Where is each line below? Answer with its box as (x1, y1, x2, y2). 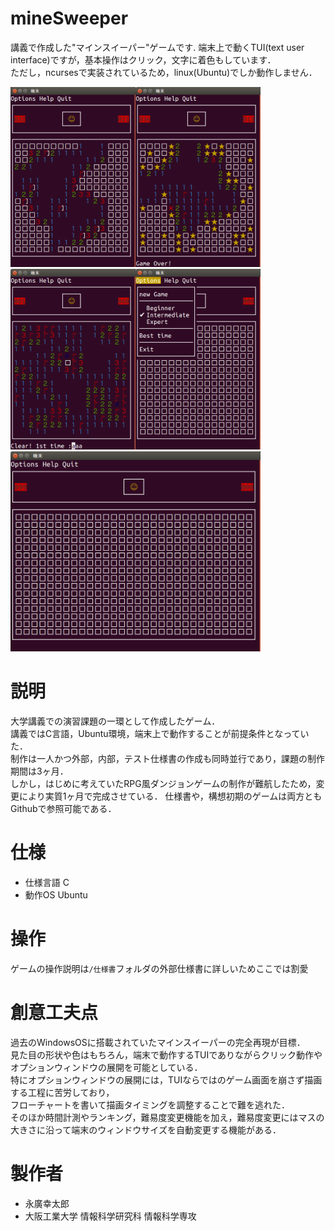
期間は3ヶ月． (10, 765, 69, 777)
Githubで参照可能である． (10, 803, 117, 815)
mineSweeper (10, 7, 129, 30)
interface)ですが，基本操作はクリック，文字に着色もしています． (10, 53, 277, 66)
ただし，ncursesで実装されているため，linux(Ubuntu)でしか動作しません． (10, 66, 318, 78)
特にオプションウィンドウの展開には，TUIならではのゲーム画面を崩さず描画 (10, 1074, 323, 1086)
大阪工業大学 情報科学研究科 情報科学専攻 (24, 1210, 197, 1222)
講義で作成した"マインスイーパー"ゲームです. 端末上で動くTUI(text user (10, 41, 305, 53)
